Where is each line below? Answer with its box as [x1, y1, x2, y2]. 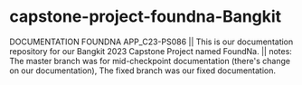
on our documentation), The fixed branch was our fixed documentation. [9, 65, 277, 76]
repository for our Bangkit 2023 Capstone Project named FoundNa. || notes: [9, 45, 292, 56]
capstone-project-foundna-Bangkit [9, 6, 282, 27]
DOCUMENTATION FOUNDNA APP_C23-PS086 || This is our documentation [9, 36, 294, 47]
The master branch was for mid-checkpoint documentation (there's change [9, 55, 291, 66]
